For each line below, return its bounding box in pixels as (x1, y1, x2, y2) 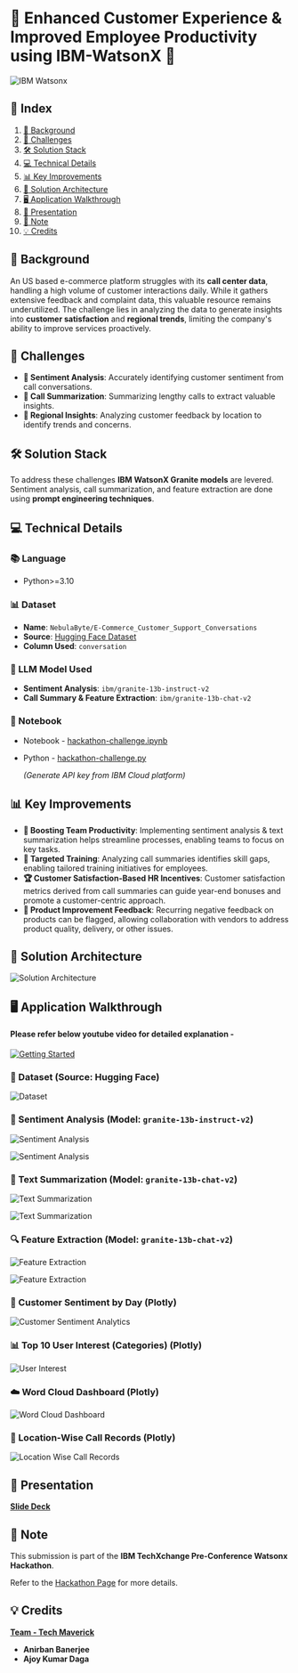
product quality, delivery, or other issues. (22, 923, 173, 934)
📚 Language (10, 552, 67, 564)
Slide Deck (10, 1501, 52, 1512)
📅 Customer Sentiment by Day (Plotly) (10, 1296, 177, 1309)
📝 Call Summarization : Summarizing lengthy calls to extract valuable (22, 391, 276, 402)
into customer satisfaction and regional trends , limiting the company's (10, 313, 272, 324)
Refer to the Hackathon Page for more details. (10, 1577, 179, 1588)
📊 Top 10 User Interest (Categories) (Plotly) (10, 1339, 203, 1352)
